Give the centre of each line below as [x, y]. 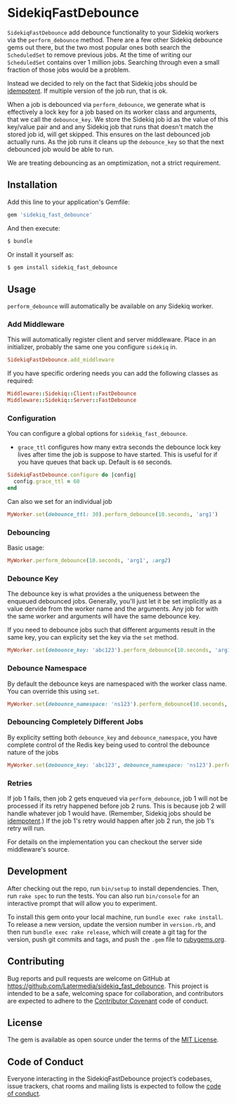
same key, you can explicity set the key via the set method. [93, 637]
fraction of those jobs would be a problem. [69, 70]
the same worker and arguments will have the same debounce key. [104, 616]
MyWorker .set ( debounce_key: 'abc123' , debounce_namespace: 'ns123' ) [110, 765]
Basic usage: [26, 548]
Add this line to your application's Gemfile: [68, 202]
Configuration [32, 418]
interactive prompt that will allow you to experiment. [82, 903]
